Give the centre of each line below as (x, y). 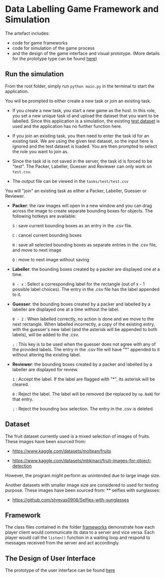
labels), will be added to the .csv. (46, 334)
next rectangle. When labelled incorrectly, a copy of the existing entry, (83, 324)
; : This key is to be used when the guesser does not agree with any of (84, 344)
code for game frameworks (40, 42)
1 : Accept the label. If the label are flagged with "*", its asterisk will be (83, 379)
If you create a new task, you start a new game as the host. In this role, (84, 110)
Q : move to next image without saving (51, 259)
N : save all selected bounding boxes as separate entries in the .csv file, (84, 245)
